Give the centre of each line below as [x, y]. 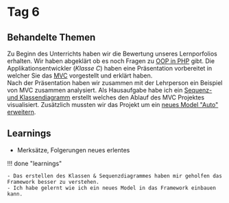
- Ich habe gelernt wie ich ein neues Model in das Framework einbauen [111, 188]
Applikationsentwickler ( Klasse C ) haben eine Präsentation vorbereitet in [110, 68]
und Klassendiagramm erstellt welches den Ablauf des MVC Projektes [106, 97]
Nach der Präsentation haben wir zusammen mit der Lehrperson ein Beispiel [115, 83]
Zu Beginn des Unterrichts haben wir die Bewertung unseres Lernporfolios [112, 53]
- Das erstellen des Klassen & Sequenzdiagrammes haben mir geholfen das [115, 176]
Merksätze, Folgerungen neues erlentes [73, 150]
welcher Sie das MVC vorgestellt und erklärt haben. [80, 75]
